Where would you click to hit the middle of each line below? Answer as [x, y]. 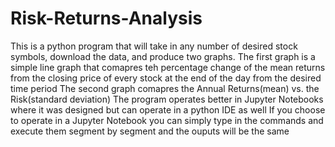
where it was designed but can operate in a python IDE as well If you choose [168, 109]
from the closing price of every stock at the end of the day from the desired [166, 78]
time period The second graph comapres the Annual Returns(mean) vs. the [165, 88]
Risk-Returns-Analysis [106, 18]
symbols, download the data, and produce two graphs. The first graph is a [163, 56]
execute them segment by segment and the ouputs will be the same [150, 131]
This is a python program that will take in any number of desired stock [154, 46]
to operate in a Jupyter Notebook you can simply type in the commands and [167, 120]
